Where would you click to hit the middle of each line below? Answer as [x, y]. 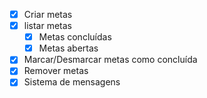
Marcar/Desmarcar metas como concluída [110, 60]
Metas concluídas [75, 37]
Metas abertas [68, 48]
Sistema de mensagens [72, 82]
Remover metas [56, 71]
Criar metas [48, 14]
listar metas [47, 26]
